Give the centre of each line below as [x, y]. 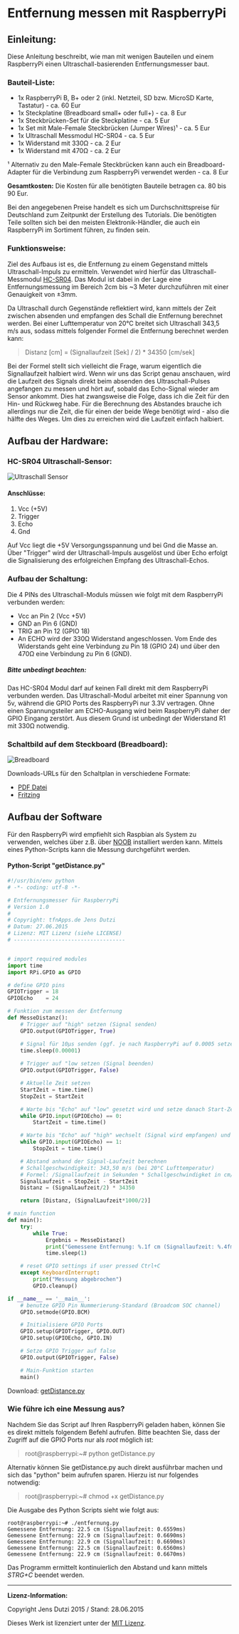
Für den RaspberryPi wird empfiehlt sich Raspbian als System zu [102, 834]
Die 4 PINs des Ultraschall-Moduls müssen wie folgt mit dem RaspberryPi [115, 594]
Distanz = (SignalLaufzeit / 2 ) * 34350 [78, 1188]
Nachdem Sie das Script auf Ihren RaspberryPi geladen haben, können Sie [116, 1424]
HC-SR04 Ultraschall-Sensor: [60, 461]
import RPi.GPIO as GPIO [44, 972]
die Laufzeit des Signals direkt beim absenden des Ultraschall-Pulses [109, 381]
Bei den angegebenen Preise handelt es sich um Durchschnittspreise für [113, 207]
